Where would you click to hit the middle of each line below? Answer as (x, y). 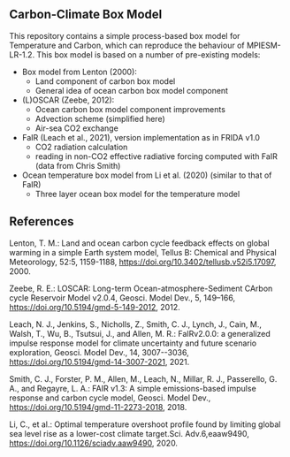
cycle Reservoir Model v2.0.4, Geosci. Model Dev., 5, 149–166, (122, 297)
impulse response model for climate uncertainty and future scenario (133, 343)
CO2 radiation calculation (81, 147)
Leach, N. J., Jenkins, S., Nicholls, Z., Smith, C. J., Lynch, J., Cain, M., (136, 324)
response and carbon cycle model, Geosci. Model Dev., (110, 398)
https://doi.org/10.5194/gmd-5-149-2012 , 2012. (95, 307)
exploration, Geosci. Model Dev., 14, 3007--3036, (99, 352)
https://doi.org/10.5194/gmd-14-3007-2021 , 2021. (99, 362)
